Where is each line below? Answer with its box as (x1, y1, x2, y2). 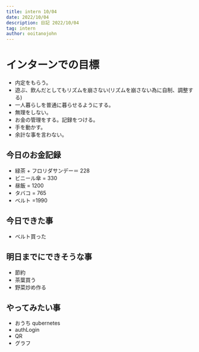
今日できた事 (6, 216, 53, 226)
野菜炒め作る (14, 284, 46, 291)
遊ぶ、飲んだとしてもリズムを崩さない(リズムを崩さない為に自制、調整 (14, 87, 188, 94)
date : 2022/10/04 (6, 14, 49, 20)
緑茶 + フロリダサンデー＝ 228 (14, 167, 90, 174)
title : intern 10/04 (6, 8, 58, 15)
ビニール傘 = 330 (14, 174, 58, 181)
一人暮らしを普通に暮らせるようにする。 (14, 102, 114, 109)
